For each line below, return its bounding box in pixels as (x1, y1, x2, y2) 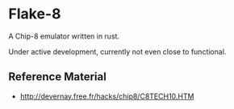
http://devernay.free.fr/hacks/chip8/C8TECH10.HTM (19, 91, 194, 101)
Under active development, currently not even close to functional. (8, 46, 227, 56)
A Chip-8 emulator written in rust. (8, 31, 119, 41)
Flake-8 (8, 5, 61, 23)
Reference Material (8, 70, 107, 84)
